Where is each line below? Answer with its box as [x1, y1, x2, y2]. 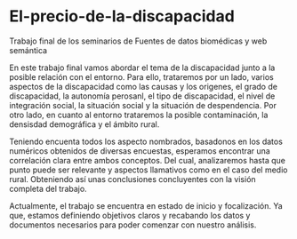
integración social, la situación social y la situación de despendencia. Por [9, 100, 277, 110]
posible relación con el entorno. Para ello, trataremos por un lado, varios [9, 71, 274, 82]
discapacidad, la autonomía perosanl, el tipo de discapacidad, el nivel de [9, 91, 276, 101]
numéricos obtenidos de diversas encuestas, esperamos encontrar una [9, 145, 271, 156]
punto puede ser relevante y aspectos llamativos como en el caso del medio [9, 164, 288, 175]
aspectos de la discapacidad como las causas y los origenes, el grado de [9, 81, 278, 92]
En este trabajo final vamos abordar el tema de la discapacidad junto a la [9, 62, 276, 73]
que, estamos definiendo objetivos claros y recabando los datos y [9, 210, 251, 220]
